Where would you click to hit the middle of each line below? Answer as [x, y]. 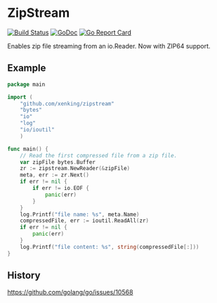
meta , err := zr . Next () [55, 175]
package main [26, 84]
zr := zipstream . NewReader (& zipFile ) [75, 169]
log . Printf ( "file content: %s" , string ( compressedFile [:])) [110, 247]
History [24, 276]
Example [27, 68]
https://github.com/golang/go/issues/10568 [70, 292]
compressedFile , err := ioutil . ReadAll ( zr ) [85, 221]
